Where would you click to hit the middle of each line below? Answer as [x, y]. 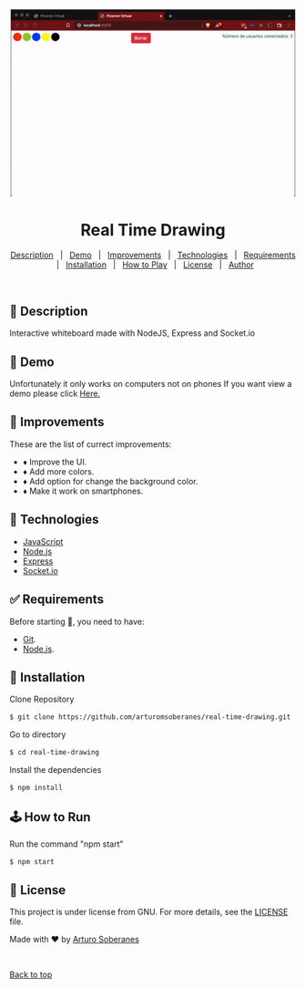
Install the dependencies [56, 770]
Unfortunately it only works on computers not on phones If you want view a [151, 384]
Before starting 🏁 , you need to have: [77, 621]
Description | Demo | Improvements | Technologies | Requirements [153, 255]
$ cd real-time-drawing [55, 753]
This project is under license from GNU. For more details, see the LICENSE [149, 912]
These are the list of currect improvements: [91, 444]
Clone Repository [42, 699]
